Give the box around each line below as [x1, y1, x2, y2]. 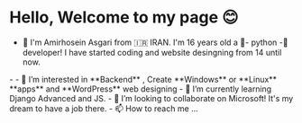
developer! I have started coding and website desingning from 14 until [22, 47, 282, 57]
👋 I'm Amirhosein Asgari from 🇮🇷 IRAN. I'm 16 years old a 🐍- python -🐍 [22, 37, 288, 48]
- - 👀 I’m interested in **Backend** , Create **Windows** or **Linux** [9, 74, 278, 84]
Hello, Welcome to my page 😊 [9, 7, 239, 28]
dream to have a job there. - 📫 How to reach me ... [9, 102, 198, 114]
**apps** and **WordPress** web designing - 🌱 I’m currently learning [9, 83, 272, 94]
